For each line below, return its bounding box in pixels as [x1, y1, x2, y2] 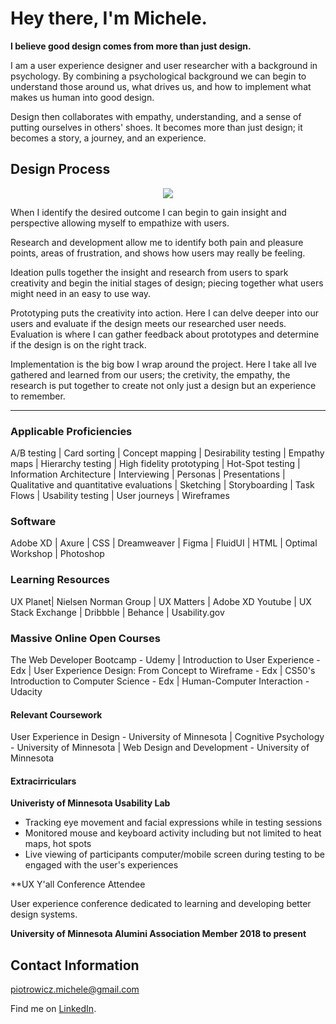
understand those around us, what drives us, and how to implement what [10, 80, 312, 92]
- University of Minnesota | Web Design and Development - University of [10, 742, 310, 754]
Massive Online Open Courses [10, 631, 161, 645]
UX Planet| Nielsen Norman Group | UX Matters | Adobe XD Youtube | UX [10, 595, 312, 607]
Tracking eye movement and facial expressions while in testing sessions [24, 817, 323, 829]
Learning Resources [10, 573, 110, 587]
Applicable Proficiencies [10, 424, 133, 438]
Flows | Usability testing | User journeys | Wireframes [10, 490, 230, 502]
